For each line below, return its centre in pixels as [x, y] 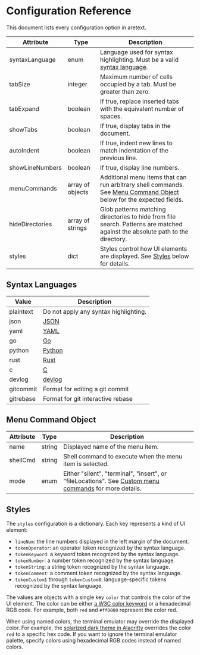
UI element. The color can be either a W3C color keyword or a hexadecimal [99, 604]
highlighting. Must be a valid [139, 60]
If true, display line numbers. [140, 167]
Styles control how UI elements [144, 248]
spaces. [111, 116]
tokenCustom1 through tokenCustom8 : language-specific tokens [90, 579]
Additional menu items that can [143, 177]
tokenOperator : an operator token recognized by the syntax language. [100, 548]
